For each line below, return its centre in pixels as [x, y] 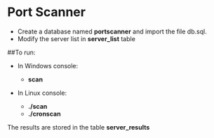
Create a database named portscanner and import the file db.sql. [112, 31]
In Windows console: [48, 66]
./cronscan [44, 114]
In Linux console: [42, 93]
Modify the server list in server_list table [76, 38]
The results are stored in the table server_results [79, 127]
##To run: [21, 52]
